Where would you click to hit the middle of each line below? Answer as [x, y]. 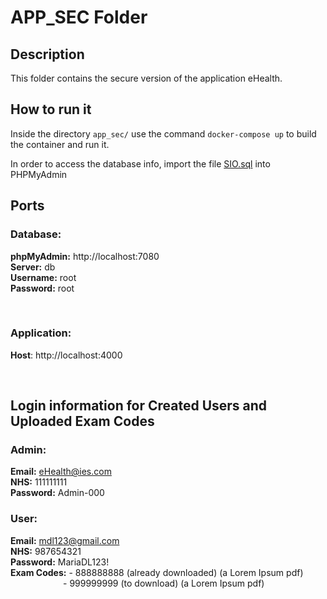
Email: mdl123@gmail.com [65, 540]
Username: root [43, 277]
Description [47, 54]
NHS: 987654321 [46, 551]
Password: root [42, 288]
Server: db [33, 267]
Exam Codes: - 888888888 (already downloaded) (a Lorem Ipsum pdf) [157, 572]
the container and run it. [60, 144]
